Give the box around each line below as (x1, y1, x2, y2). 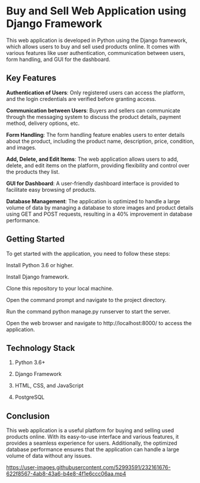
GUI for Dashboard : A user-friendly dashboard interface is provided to (6, 179, 180, 187)
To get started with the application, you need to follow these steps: (6, 250, 171, 257)
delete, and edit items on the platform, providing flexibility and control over (6, 161, 190, 169)
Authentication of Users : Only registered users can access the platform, (6, 88, 185, 96)
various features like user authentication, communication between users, (6, 49, 186, 56)
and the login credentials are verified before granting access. (6, 95, 156, 102)
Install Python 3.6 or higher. (6, 261, 74, 268)
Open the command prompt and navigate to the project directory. (6, 296, 167, 303)
